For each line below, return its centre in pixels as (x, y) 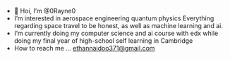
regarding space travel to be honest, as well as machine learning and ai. (119, 26)
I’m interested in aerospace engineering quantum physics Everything (114, 18)
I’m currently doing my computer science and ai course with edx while (116, 33)
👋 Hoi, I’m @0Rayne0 (45, 11)
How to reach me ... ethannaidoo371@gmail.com (84, 48)
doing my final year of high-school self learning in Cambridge (103, 41)
